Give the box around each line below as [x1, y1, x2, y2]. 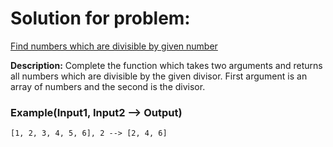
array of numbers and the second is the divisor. [10, 80, 206, 92]
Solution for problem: [10, 7, 191, 30]
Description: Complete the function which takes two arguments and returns [10, 59, 323, 71]
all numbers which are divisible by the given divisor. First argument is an [10, 70, 308, 82]
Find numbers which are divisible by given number [10, 40, 218, 52]
